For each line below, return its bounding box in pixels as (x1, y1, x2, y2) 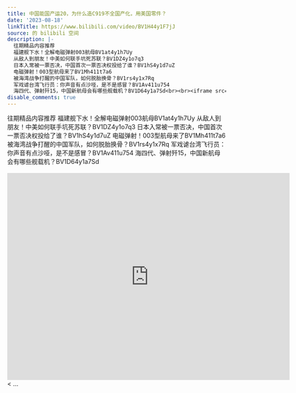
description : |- (7, 36, 54, 43)
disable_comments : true (7, 94, 76, 101)
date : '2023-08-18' (7, 17, 64, 24)
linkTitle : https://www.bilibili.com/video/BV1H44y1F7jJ (7, 23, 176, 30)
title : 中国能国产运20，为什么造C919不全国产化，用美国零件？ (7, 10, 167, 17)
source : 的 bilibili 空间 (7, 29, 79, 37)
